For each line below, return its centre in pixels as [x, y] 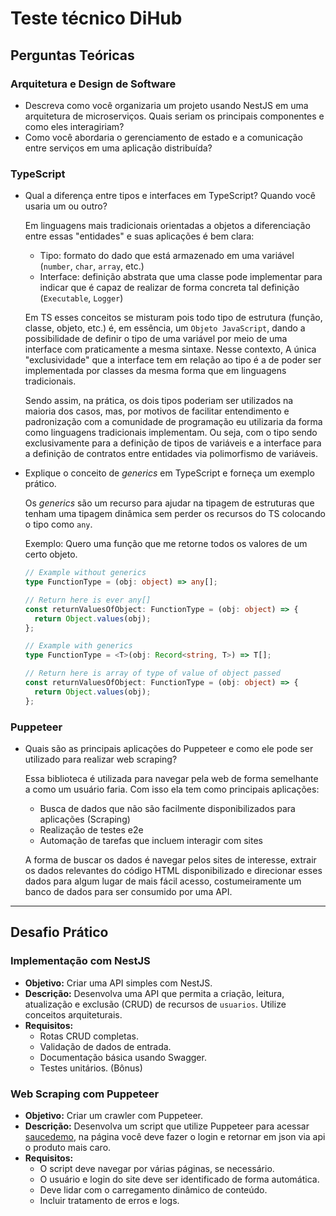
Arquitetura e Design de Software [93, 84]
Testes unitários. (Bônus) [91, 1068]
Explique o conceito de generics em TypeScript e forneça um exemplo [169, 473]
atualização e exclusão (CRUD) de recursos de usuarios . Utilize [155, 1004]
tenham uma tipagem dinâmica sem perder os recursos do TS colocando [175, 514]
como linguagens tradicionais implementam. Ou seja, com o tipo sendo [171, 433]
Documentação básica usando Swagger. [123, 1057]
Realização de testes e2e [91, 829]
